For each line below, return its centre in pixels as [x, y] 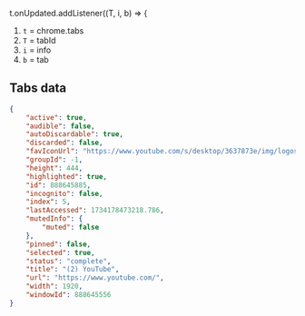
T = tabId [39, 40]
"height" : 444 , [54, 168]
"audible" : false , [60, 126]
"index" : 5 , [48, 202]
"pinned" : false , [59, 244]
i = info [37, 50]
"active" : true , [57, 117]
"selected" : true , [60, 252]
